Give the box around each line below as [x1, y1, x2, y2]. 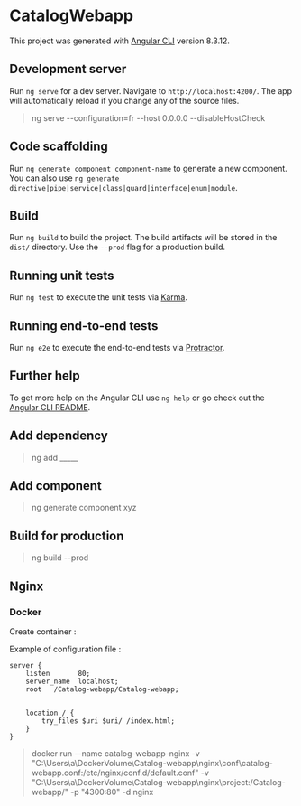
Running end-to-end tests [9, 318, 159, 333]
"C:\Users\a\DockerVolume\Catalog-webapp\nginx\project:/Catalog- [31, 776, 286, 787]
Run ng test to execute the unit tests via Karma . [9, 292, 187, 303]
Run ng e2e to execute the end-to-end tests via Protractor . [9, 342, 225, 352]
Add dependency [9, 428, 108, 444]
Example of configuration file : [9, 643, 122, 654]
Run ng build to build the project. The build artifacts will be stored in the [9, 232, 278, 243]
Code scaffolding [9, 139, 108, 155]
